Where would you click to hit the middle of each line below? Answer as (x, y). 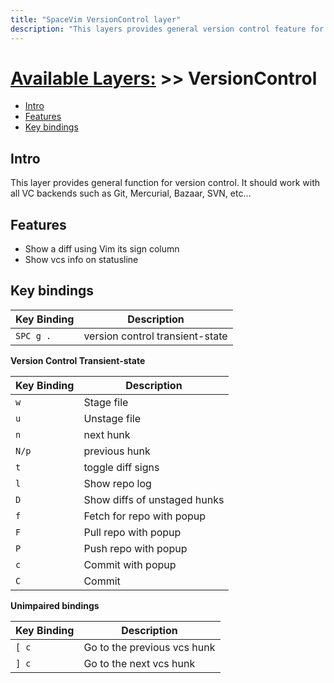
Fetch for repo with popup (145, 516)
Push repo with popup (135, 548)
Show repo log (117, 483)
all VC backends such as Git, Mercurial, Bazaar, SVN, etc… (131, 193)
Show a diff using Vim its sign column (102, 249)
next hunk (107, 434)
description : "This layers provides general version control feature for (167, 29)
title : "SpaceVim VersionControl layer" (96, 19)
